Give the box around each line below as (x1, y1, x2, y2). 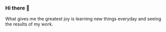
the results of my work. (5, 21, 53, 27)
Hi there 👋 (5, 4, 30, 11)
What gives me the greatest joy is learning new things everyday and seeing (5, 16, 161, 22)
